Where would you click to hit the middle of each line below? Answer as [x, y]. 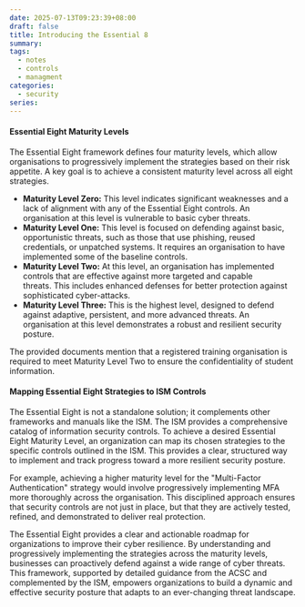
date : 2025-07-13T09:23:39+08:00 [73, 18]
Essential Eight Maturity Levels [69, 131]
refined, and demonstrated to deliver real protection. [108, 516]
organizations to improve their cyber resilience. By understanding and [140, 543]
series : [24, 102]
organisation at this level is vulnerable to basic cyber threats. [136, 218]
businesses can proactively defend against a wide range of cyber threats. [147, 563]
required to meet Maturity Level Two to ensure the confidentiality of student [152, 361]
